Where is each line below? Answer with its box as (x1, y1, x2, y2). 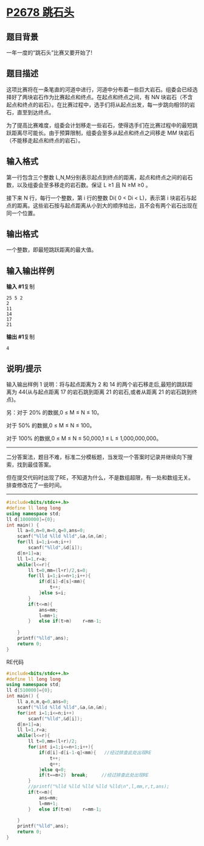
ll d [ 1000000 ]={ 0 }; (6, 516, 56, 522)
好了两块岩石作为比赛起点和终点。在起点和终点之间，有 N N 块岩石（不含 (11, 93, 193, 100)
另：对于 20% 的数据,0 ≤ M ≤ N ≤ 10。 (6, 409, 103, 416)
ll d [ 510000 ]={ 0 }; (6, 687, 53, 694)
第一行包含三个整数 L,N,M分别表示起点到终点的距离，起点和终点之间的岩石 (6, 173, 193, 181)
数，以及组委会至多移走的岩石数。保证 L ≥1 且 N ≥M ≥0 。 (6, 181, 151, 189)
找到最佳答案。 (16, 461, 55, 469)
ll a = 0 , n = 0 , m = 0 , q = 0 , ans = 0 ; (17, 528, 86, 534)
